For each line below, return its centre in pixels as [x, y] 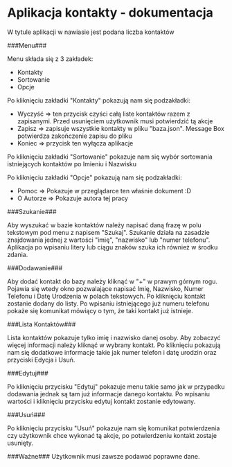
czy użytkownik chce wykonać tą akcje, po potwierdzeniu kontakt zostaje [112, 435]
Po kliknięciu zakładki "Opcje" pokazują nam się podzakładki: [95, 177]
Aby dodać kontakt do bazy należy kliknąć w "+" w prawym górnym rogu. [113, 281]
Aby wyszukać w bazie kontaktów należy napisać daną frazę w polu [105, 225]
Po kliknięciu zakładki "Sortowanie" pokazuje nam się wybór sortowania [110, 157]
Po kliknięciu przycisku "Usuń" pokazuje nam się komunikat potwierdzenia [114, 428]
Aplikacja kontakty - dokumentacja [110, 13]
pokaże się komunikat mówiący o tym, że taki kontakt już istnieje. [100, 310]
